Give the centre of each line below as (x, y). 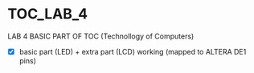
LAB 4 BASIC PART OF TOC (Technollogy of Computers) (101, 36)
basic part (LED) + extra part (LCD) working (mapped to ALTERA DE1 (133, 51)
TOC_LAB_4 (48, 14)
